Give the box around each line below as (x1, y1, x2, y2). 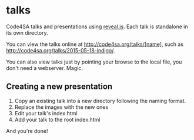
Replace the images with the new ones (14, 104, 109, 111)
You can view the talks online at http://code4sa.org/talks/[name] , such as (6, 41, 184, 48)
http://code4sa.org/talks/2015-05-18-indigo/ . (6, 46, 115, 54)
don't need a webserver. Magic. (6, 64, 83, 71)
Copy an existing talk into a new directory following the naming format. (14, 97, 186, 104)
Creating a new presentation (6, 82, 113, 92)
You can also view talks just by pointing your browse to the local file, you (6, 58, 182, 65)
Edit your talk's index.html (14, 109, 78, 116)
